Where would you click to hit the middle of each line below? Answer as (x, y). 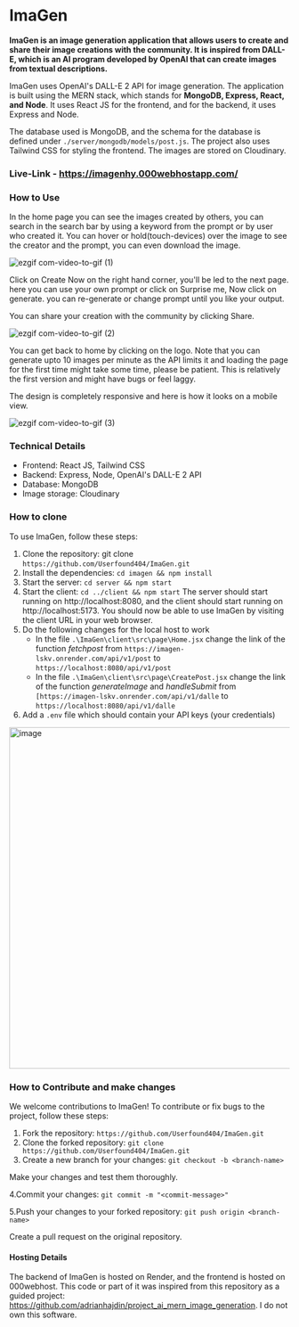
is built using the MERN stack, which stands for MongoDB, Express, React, (147, 95)
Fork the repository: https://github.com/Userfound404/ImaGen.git (143, 1134)
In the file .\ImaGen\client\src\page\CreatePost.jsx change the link (161, 676)
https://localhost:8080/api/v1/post (103, 668)
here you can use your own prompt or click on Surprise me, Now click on (143, 290)
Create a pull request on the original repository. (96, 1237)
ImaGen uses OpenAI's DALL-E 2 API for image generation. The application (147, 86)
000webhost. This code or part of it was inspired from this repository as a (145, 1286)
